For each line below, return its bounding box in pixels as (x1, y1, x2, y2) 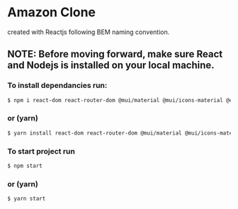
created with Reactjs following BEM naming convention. (7, 28, 170, 36)
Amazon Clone (7, 4, 96, 21)
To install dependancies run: (7, 81, 108, 91)
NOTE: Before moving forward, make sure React (7, 48, 223, 60)
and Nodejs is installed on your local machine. (7, 60, 215, 72)
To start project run (7, 146, 76, 156)
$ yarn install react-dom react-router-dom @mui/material (7, 129, 182, 137)
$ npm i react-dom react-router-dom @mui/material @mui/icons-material (7, 96, 223, 103)
